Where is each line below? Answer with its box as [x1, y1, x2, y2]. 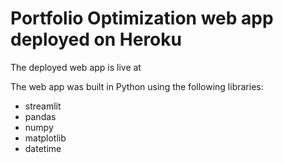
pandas [24, 110, 57, 122]
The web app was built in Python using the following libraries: [10, 80, 264, 92]
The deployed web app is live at [10, 61, 142, 73]
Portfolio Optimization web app [10, 7, 274, 30]
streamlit [24, 100, 62, 112]
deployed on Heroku [10, 28, 182, 51]
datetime [24, 142, 62, 154]
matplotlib [24, 132, 67, 144]
